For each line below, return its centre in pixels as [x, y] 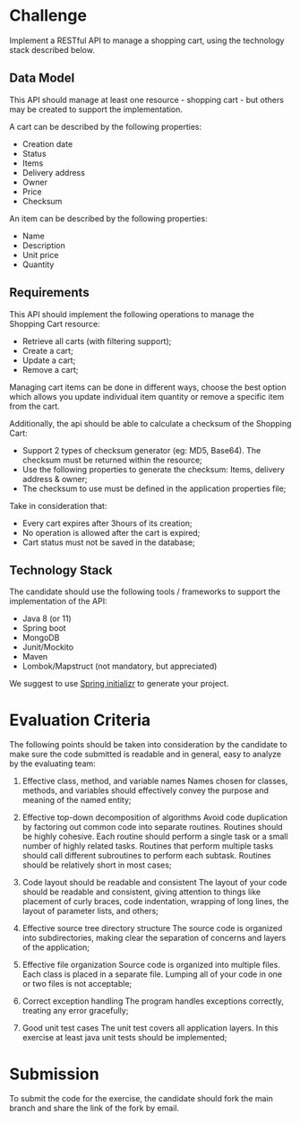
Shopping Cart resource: [55, 324]
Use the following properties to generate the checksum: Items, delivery [153, 469]
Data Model [42, 78]
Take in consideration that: [58, 505]
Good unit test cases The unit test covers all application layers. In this [150, 1028]
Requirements [49, 293]
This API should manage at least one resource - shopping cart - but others [147, 99]
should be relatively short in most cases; [97, 865]
